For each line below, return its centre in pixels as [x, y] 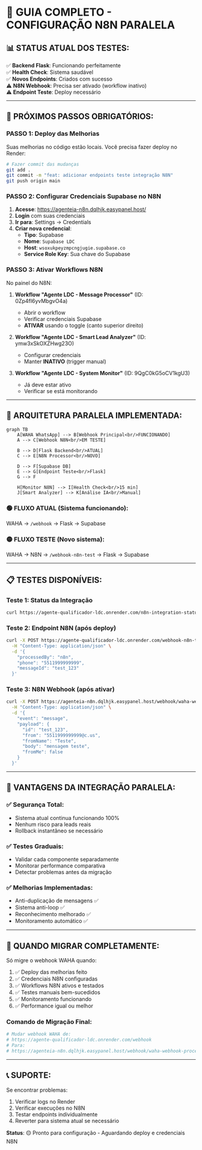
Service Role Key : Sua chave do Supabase [77, 254]
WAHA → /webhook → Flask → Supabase [56, 523]
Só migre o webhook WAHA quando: [52, 961]
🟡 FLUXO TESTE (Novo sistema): [56, 539]
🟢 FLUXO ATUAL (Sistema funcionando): [67, 508]
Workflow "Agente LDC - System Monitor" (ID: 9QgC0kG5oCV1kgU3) [103, 373]
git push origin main [33, 181]
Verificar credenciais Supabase [63, 319]
